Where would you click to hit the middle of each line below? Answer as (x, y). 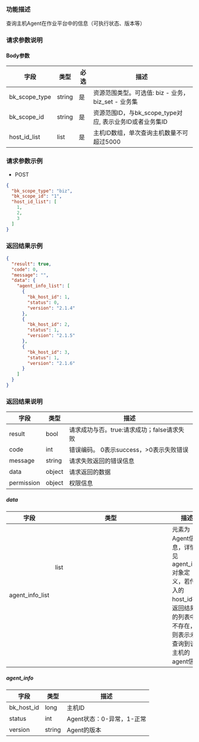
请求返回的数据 (90, 472)
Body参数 (18, 55)
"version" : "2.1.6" (52, 363)
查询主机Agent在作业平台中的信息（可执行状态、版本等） (76, 23)
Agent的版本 (84, 730)
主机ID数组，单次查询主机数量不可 (141, 133)
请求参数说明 (25, 40)
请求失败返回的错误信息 (102, 461)
